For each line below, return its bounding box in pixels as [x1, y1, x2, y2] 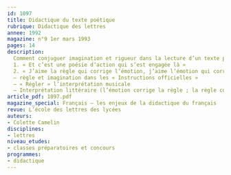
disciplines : [7, 125, 45, 132]
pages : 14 [7, 42, 36, 49]
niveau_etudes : [7, 138, 51, 145]
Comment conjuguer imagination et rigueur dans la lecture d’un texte [13, 55, 220, 62]
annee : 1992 [7, 29, 41, 37]
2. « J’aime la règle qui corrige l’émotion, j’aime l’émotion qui [13, 68, 211, 74]
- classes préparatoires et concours [7, 145, 115, 152]
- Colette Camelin [7, 119, 60, 126]
